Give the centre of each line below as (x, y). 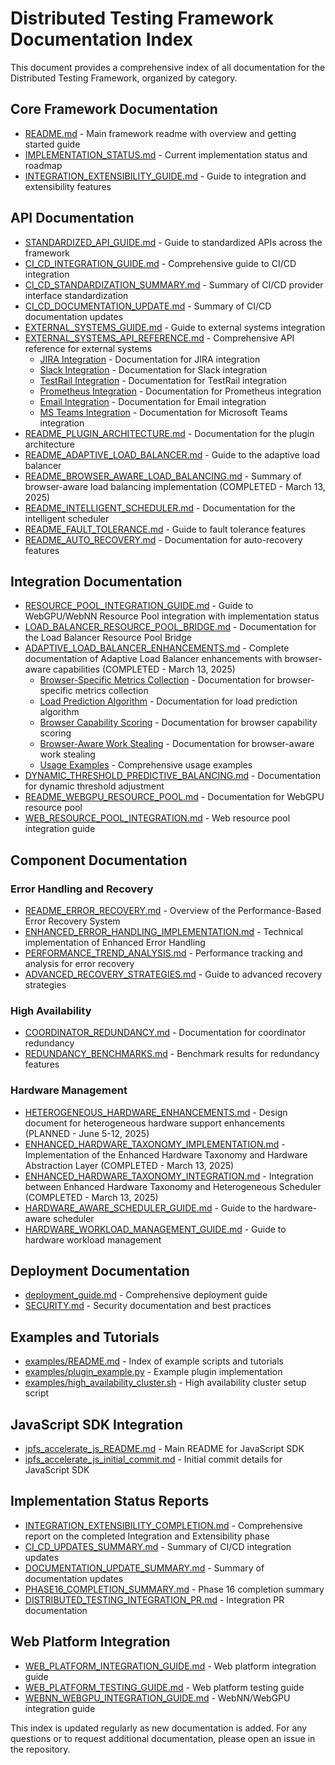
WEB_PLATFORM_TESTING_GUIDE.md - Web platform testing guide (164, 1687)
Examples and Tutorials (85, 1337)
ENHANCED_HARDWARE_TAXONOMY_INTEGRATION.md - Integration (169, 1176)
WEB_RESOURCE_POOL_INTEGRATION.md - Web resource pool (157, 818)
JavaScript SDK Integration (97, 1424)
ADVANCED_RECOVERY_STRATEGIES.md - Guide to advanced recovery (173, 974)
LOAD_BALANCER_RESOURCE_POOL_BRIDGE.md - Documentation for (170, 627)
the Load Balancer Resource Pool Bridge (108, 638)
